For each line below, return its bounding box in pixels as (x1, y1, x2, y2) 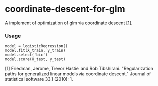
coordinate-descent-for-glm (5, 3, 125, 15)
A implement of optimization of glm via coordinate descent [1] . (5, 20, 133, 26)
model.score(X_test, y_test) (5, 57, 66, 62)
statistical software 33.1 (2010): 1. (5, 76, 73, 82)
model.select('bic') (5, 52, 48, 58)
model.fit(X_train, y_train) (5, 48, 66, 53)
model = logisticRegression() (5, 44, 68, 49)
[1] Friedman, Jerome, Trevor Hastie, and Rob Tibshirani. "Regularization (5, 66, 153, 72)
